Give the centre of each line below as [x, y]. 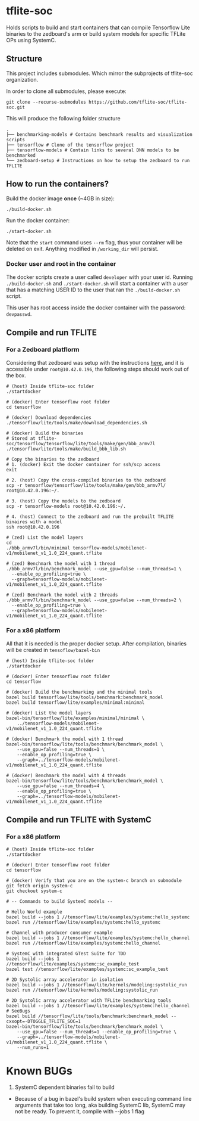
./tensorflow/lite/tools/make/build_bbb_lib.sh [66, 449]
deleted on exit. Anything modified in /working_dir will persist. [82, 249]
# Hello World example [34, 912]
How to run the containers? [58, 184]
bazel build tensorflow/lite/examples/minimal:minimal [75, 702]
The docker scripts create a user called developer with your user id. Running [99, 277]
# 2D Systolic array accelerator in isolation [65, 979]
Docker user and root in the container [61, 264]
